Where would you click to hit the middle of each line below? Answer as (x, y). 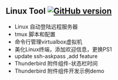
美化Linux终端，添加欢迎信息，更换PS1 (63, 49)
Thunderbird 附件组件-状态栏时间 (56, 63)
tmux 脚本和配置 (35, 34)
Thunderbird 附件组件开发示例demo (59, 71)
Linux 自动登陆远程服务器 (46, 26)
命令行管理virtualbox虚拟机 (48, 42)
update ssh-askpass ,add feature (56, 56)
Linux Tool (26, 11)
